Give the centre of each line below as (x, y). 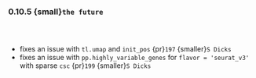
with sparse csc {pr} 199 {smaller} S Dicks (85, 66)
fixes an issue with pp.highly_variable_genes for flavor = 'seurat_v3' (134, 58)
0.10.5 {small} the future (56, 12)
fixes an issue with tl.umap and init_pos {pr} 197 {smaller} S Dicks (125, 49)
